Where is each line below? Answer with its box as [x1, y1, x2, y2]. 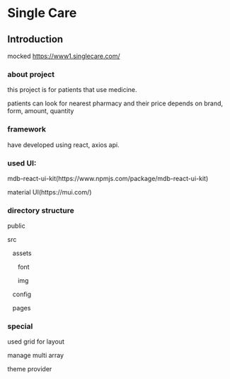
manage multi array [7, 351, 64, 360]
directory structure [7, 205, 74, 215]
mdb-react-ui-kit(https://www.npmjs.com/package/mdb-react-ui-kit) [7, 174, 209, 182]
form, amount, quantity [7, 107, 74, 115]
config [12, 290, 32, 298]
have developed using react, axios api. [7, 140, 120, 149]
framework [7, 124, 47, 134]
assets [12, 249, 32, 257]
